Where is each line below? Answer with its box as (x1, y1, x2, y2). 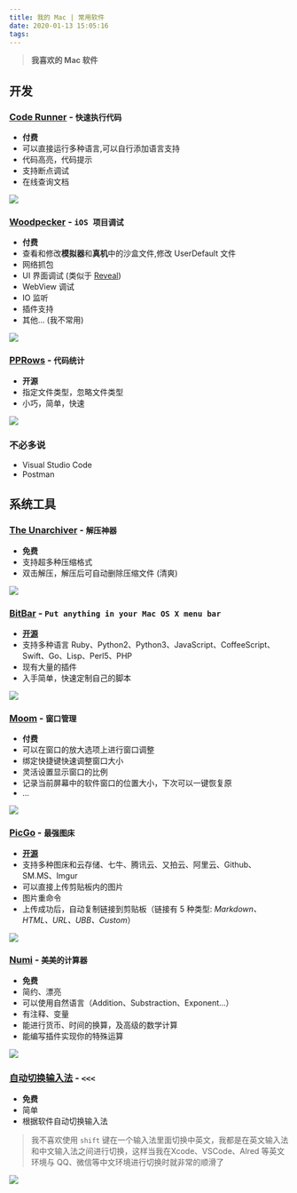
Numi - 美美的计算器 (9, 954, 88, 966)
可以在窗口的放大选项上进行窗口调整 (21, 744, 155, 755)
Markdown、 (214, 903, 262, 914)
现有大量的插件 (21, 661, 77, 672)
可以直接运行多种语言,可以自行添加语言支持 (21, 143, 180, 154)
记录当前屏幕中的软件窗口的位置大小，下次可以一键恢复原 (21, 778, 232, 789)
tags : (9, 29, 29, 38)
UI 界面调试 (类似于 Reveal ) (21, 270, 121, 281)
